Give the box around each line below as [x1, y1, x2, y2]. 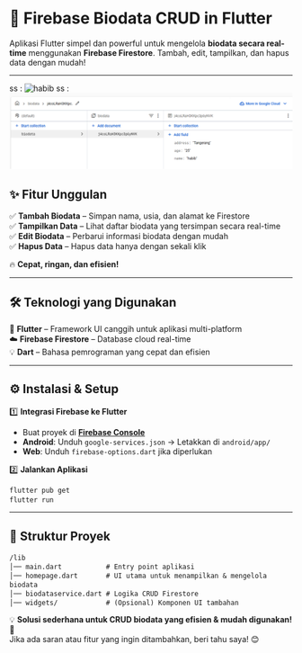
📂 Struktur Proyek [9, 528, 111, 543]
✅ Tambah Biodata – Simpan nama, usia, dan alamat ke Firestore [9, 210, 250, 221]
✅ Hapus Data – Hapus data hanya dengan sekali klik [9, 241, 207, 252]
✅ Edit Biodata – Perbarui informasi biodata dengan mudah [9, 231, 229, 242]
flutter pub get [9, 486, 70, 495]
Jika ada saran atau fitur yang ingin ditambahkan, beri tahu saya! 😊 [9, 634, 260, 645]
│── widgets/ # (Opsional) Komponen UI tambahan [9, 598, 240, 608]
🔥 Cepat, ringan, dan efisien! [9, 259, 120, 270]
